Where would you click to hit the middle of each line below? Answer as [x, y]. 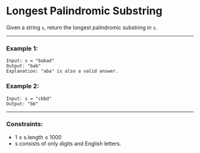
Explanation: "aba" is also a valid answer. [62, 71]
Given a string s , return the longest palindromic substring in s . [82, 27]
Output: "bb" [22, 104]
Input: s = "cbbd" [29, 99]
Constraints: [25, 124]
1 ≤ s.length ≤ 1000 [38, 137]
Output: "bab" [24, 66]
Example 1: [22, 48]
